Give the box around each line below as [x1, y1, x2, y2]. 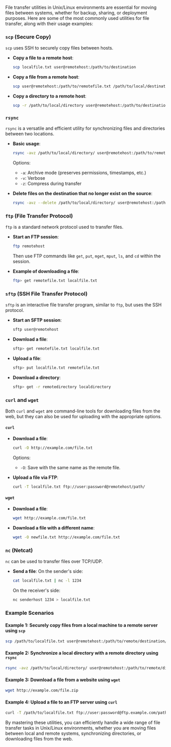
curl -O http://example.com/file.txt [12, 445, 93, 451]
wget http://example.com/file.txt [12, 516, 86, 521]
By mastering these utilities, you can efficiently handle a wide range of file [5, 719, 160, 726]
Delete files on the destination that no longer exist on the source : [12, 190, 153, 197]
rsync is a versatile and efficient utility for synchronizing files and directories [5, 125, 165, 132]
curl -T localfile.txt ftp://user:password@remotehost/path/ [12, 485, 146, 490]
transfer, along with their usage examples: [5, 20, 93, 27]
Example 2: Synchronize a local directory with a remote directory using [5, 649, 159, 656]
